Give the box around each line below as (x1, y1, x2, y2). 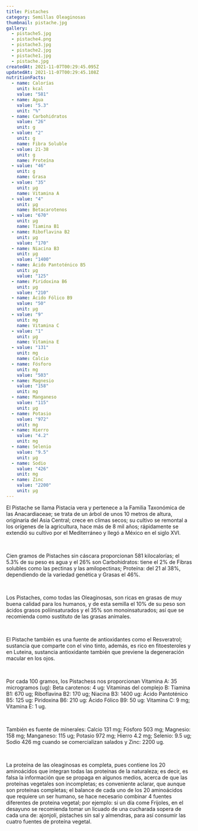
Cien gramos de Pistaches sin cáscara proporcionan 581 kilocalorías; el (6, 552, 180, 559)
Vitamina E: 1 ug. (6, 702, 47, 710)
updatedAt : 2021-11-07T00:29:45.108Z (6, 69, 99, 75)
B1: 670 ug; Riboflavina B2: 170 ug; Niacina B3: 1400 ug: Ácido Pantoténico (6, 690, 188, 697)
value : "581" (17, 91, 49, 97)
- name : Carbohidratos (11, 113, 67, 119)
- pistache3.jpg (11, 42, 51, 48)
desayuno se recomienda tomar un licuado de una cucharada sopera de (6, 805, 181, 812)
